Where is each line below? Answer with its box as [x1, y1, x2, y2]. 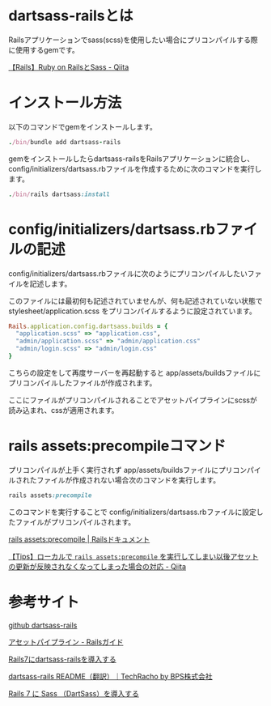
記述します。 [29, 279, 72, 288]
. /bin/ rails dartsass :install [8, 190, 111, 198]
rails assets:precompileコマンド [8, 437, 227, 455]
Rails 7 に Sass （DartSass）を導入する [8, 688, 139, 698]
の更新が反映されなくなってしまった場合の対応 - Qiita [8, 561, 187, 571]
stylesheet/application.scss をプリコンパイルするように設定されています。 [8, 306, 257, 316]
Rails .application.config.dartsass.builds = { [8, 322, 168, 330]
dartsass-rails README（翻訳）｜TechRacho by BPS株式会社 [8, 671, 213, 681]
